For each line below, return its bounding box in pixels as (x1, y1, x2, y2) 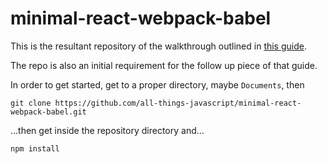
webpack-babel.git (10, 107, 87, 117)
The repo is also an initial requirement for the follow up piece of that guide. (10, 59, 318, 71)
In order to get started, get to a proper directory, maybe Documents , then (10, 78, 305, 91)
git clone (10, 98, 52, 108)
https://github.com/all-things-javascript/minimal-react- (54, 98, 302, 108)
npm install (10, 143, 60, 154)
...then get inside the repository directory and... (10, 124, 205, 136)
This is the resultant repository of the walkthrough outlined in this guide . (10, 40, 307, 52)
